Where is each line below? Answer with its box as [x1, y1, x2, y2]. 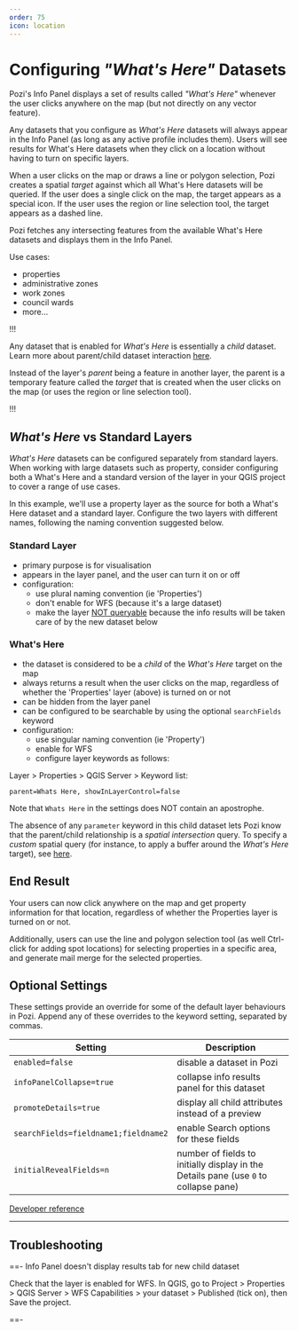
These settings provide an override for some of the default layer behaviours [9, 1002, 286, 1012]
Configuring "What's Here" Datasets [9, 59, 286, 80]
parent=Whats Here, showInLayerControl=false [9, 787, 180, 796]
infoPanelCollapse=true [13, 1077, 114, 1088]
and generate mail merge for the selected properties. [9, 952, 202, 963]
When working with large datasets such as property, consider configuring [9, 462, 278, 473]
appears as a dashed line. [9, 208, 104, 218]
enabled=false [13, 1058, 74, 1067]
